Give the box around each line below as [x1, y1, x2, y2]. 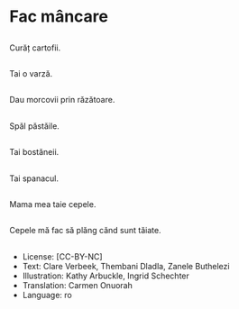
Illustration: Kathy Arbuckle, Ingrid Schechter [22, 270, 189, 281]
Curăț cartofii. [9, 42, 61, 53]
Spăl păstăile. [9, 120, 60, 132]
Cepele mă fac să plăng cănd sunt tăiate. [9, 225, 161, 236]
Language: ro [22, 289, 72, 300]
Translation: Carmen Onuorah [22, 279, 133, 290]
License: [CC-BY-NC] [22, 250, 103, 262]
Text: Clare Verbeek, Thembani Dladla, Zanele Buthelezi [22, 260, 230, 271]
